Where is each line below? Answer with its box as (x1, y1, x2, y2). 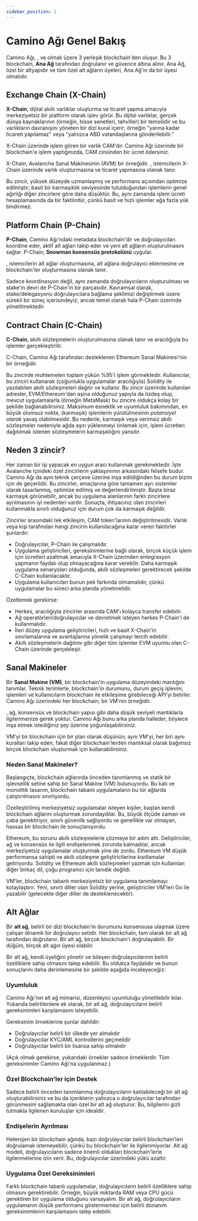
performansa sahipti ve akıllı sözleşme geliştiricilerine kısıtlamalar (6, 853, 165, 860)
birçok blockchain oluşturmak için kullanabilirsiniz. (6, 745, 128, 753)
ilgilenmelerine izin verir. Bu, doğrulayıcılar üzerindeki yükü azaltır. (6, 1154, 167, 1162)
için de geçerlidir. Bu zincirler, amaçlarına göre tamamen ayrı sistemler (6, 480, 177, 487)
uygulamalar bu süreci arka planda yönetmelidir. (14, 584, 132, 592)
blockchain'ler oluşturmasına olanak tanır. (6, 266, 108, 273)
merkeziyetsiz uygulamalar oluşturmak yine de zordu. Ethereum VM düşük (6, 847, 187, 854)
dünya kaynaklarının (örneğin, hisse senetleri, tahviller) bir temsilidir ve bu (6, 118, 186, 125)
